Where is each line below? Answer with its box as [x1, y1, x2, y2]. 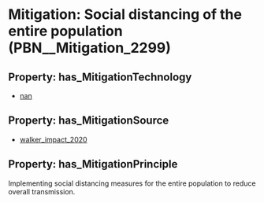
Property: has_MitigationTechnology [8, 70, 192, 83]
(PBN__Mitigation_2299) [8, 39, 172, 57]
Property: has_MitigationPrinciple [8, 157, 178, 171]
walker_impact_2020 [19, 135, 88, 144]
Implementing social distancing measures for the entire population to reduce [8, 179, 256, 188]
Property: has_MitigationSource [8, 114, 169, 127]
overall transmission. [8, 186, 76, 196]
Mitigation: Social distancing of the [8, 6, 243, 24]
